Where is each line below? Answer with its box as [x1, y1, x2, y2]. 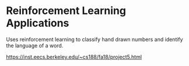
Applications [6, 16, 69, 30]
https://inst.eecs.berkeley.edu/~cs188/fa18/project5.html [6, 53, 142, 60]
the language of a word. [6, 42, 64, 49]
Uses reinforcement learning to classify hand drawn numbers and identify [6, 36, 183, 43]
